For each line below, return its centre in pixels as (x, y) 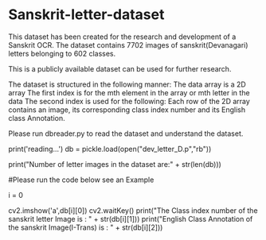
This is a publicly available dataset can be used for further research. (120, 68)
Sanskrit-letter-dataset (86, 15)
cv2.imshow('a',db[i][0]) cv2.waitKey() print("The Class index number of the (133, 210)
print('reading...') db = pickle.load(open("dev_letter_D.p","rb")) (110, 149)
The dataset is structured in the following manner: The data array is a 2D (127, 84)
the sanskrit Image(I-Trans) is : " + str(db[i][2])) (86, 227)
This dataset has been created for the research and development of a (122, 37)
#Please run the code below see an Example (81, 180)
